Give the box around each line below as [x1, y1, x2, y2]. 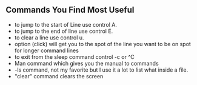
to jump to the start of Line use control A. [14, 21, 118, 28]
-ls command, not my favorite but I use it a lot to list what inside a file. [14, 66, 189, 73]
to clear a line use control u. [14, 33, 84, 41]
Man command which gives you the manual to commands [14, 59, 159, 67]
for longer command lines [14, 47, 79, 54]
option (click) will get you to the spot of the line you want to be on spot [14, 40, 192, 47]
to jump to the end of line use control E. [14, 27, 113, 35]
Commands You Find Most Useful [5, 5, 135, 15]
